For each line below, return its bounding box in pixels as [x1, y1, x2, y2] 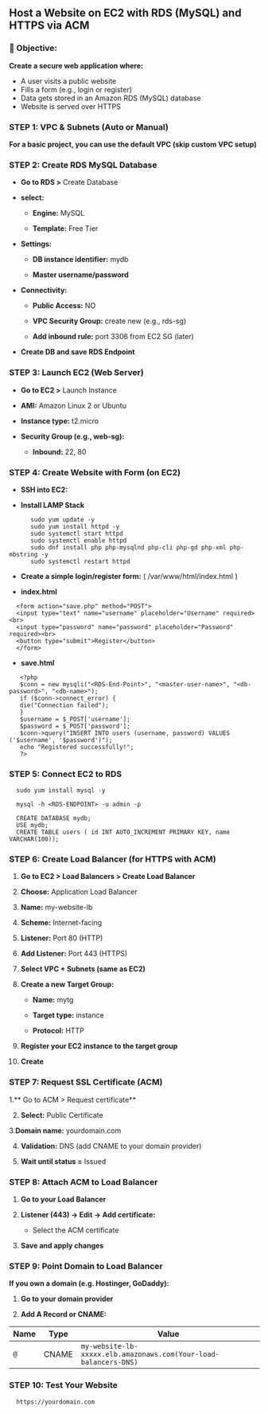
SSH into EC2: [20, 485, 68, 494]
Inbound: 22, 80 [32, 447, 87, 456]
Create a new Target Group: [20, 979, 115, 990]
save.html [20, 658, 55, 667]
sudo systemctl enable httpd [29, 537, 127, 545]
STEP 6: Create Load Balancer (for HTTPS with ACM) [9, 853, 217, 865]
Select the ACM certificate [32, 1225, 119, 1235]
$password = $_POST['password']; [19, 722, 130, 730]
